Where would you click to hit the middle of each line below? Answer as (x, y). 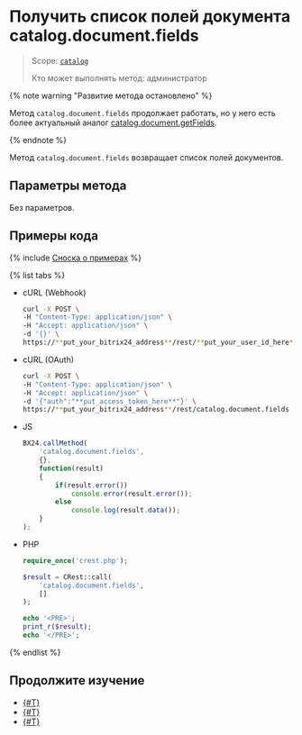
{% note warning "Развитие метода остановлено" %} (111, 95)
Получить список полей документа (150, 17)
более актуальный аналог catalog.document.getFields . (113, 122)
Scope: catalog (60, 60)
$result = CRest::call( (67, 577)
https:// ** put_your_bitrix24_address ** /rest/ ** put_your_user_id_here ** (160, 343)
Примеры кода (54, 236)
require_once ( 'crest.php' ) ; (75, 560)
